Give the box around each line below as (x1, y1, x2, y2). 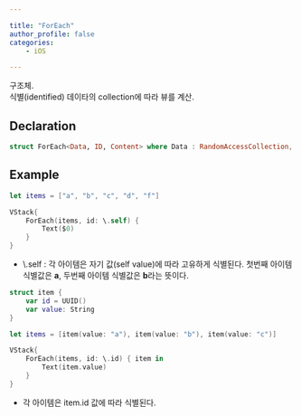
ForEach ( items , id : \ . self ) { (25, 216, 140, 225)
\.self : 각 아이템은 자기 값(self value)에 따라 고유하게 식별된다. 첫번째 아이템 (22, 259, 293, 269)
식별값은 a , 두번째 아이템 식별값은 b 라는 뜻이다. (22, 270, 190, 280)
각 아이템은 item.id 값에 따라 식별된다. (22, 397, 156, 408)
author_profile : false (9, 29, 95, 39)
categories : (9, 38, 54, 47)
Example (9, 167, 60, 183)
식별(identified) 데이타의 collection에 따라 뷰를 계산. (9, 91, 195, 102)
